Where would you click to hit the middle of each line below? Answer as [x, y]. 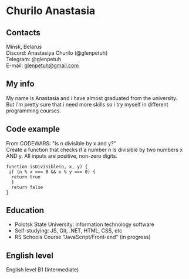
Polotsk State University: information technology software [84, 224]
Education [25, 210]
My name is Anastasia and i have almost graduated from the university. [92, 98]
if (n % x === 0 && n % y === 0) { [52, 172]
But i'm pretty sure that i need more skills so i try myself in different [87, 104]
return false [27, 187]
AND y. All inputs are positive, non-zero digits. [62, 156]
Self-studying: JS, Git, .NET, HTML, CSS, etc [68, 231]
